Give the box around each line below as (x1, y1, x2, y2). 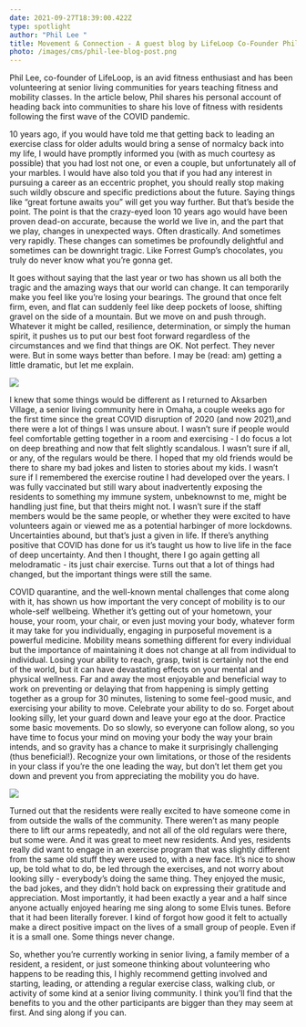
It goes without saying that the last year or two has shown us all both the (9, 273, 282, 284)
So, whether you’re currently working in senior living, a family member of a (9, 949, 290, 960)
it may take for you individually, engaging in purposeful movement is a (9, 626, 272, 637)
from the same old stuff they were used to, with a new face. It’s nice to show (9, 854, 296, 865)
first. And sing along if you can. (9, 1007, 127, 1018)
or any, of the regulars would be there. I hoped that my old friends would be (9, 452, 293, 463)
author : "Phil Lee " (9, 30, 88, 39)
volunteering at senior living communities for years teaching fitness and (9, 82, 279, 93)
